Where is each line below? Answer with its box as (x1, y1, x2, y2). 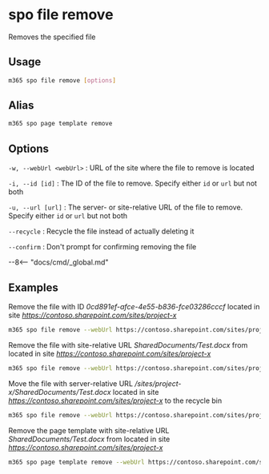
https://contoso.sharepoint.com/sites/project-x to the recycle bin (8, 396, 223, 405)
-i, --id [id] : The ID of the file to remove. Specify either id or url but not (8, 178, 258, 189)
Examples (8, 281, 58, 294)
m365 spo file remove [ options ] (8, 76, 116, 85)
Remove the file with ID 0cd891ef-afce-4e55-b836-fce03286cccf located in (8, 301, 260, 311)
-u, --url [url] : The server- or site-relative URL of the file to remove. (8, 202, 243, 213)
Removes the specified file (8, 32, 96, 42)
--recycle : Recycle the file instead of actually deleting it (8, 226, 195, 237)
